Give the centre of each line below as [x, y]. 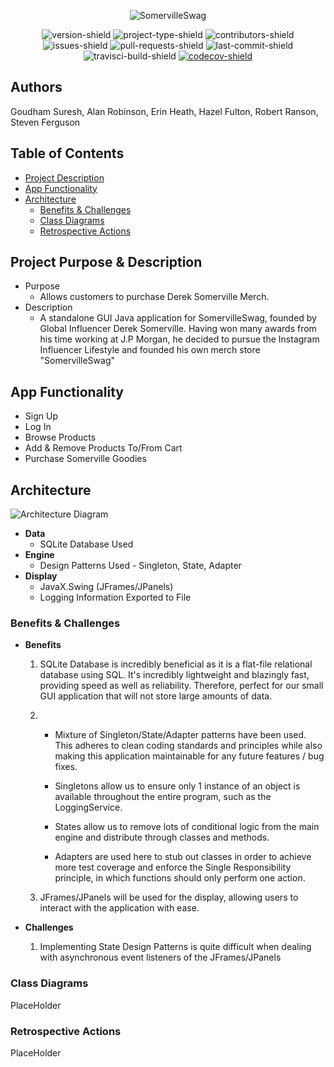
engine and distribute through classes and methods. [162, 837]
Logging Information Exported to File [115, 597]
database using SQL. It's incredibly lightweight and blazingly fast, [174, 675]
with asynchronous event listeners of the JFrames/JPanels [160, 957]
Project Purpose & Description [106, 262]
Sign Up [41, 416]
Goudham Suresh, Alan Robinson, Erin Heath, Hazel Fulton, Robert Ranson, [164, 111]
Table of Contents [67, 153]
